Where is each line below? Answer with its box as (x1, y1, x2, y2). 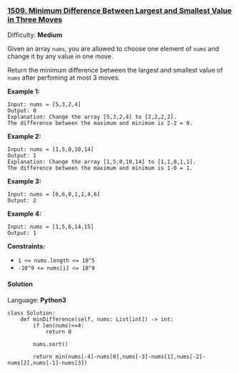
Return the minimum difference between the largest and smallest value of (7, 66, 223, 75)
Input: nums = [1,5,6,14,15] (7, 224, 94, 231)
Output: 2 (7, 197, 37, 204)
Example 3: (7, 177, 41, 186)
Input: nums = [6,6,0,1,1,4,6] (7, 191, 101, 198)
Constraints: (7, 242, 46, 251)
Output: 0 (7, 107, 37, 115)
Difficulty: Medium (7, 31, 63, 39)
